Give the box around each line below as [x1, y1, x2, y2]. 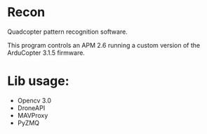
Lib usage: [7, 73, 69, 89]
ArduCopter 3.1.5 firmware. [7, 48, 86, 57]
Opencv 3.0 [17, 96, 51, 105]
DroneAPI [17, 103, 46, 112]
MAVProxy [17, 111, 48, 119]
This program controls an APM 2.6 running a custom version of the [7, 41, 201, 49]
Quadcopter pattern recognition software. [7, 27, 128, 36]
